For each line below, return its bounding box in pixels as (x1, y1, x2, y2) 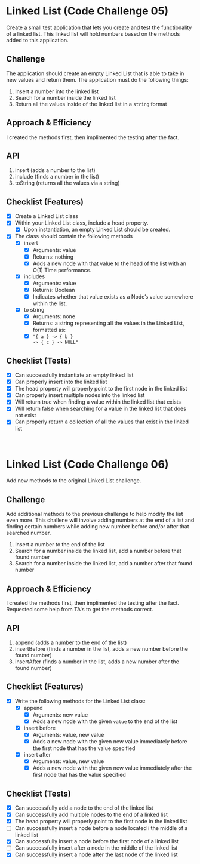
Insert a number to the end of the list (14, 541, 105, 548)
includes (23, 273, 45, 280)
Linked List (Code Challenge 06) (6, 457, 169, 471)
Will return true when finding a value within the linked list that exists (14, 398, 181, 405)
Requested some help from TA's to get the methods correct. (6, 606, 153, 613)
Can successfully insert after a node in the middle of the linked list (14, 844, 178, 851)
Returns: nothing (32, 253, 74, 260)
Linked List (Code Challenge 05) (6, 4, 169, 18)
